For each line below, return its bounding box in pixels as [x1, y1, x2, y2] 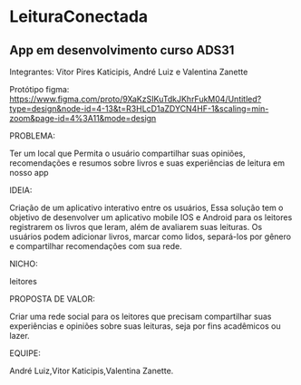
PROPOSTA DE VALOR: [9, 294, 95, 304]
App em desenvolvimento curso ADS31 [9, 43, 235, 58]
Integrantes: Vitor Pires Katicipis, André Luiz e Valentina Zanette [9, 66, 248, 77]
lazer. [9, 331, 30, 341]
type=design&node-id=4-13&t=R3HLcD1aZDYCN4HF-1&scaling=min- [9, 103, 269, 114]
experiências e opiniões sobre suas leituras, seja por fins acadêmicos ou [9, 321, 281, 332]
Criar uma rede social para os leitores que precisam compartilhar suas [9, 311, 272, 322]
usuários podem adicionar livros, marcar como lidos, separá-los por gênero [9, 231, 292, 242]
